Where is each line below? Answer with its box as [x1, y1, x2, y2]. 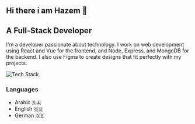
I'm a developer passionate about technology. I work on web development [6, 41, 184, 48]
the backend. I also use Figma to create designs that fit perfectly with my [6, 54, 182, 61]
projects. [6, 59, 27, 67]
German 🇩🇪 [14, 112, 45, 119]
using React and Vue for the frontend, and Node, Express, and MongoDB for [6, 47, 190, 54]
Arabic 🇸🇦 [14, 98, 41, 105]
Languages [6, 86, 39, 94]
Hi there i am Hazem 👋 [6, 6, 88, 16]
